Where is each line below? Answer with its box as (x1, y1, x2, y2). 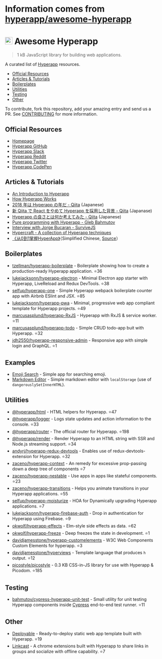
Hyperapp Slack (12, 148, 45, 154)
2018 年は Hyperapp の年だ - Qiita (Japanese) (12, 201, 104, 207)
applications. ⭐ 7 (12, 503, 45, 509)
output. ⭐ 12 (12, 555, 35, 561)
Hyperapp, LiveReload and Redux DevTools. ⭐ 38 (12, 280, 110, 286)
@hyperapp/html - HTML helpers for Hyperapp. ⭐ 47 (12, 409, 117, 415)
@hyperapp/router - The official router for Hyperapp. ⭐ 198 (12, 428, 130, 435)
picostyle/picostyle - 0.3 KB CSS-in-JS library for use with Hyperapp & (12, 562, 154, 568)
